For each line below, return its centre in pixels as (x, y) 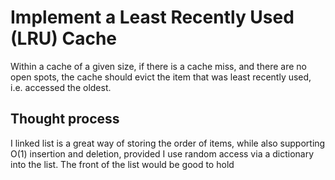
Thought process (65, 119)
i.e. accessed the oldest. (61, 87)
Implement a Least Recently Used (152, 17)
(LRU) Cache (64, 38)
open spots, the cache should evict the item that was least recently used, (161, 77)
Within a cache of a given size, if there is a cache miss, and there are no (158, 66)
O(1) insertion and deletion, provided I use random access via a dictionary (162, 153)
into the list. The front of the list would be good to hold (122, 164)
